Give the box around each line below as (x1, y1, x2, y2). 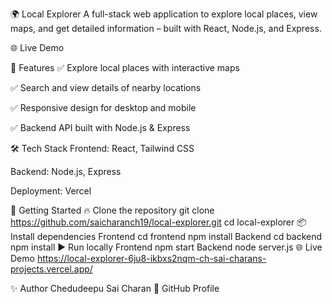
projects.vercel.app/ (10, 263, 93, 275)
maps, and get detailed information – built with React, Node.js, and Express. (10, 23, 322, 34)
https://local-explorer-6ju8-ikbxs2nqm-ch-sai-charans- (36, 253, 267, 264)
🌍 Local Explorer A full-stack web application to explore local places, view (10, 8, 318, 20)
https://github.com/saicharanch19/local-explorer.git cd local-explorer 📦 (10, 216, 307, 228)
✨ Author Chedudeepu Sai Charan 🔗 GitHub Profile (10, 283, 220, 294)
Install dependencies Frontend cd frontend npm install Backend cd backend (10, 231, 323, 242)
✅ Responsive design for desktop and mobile (10, 102, 197, 113)
